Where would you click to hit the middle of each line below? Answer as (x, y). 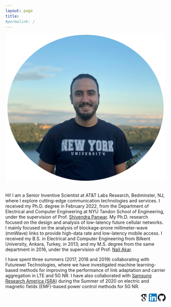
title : (12, 16)
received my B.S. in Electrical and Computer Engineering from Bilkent (78, 238)
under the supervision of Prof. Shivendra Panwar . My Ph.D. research (77, 217)
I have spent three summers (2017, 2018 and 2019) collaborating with (77, 259)
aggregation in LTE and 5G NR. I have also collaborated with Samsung (78, 275)
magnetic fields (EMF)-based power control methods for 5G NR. (73, 286)
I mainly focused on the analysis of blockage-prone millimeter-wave (77, 227)
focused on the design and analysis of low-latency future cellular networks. (84, 222)
